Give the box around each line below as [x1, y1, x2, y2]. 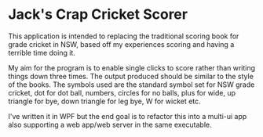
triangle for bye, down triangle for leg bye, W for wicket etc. [8, 96, 202, 106]
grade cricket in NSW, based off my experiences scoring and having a [8, 39, 235, 49]
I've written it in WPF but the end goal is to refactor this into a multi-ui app [8, 111, 247, 121]
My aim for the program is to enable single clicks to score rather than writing [8, 63, 256, 72]
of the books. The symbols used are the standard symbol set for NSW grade [8, 80, 255, 89]
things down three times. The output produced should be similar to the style [8, 71, 254, 81]
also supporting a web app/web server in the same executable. [8, 120, 212, 129]
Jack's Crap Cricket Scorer [8, 5, 188, 23]
